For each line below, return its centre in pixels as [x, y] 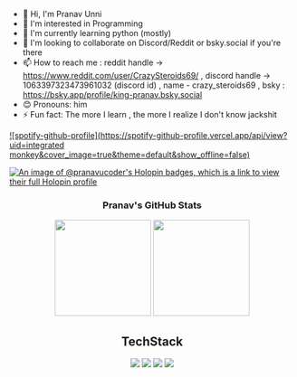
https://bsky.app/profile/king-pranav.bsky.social [112, 94]
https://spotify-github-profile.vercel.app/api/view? [194, 135]
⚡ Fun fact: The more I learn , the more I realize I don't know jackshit [150, 114]
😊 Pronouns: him [55, 104]
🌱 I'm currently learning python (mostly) [97, 33]
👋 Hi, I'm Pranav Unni [62, 14]
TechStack [152, 341]
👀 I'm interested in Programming [82, 24]
